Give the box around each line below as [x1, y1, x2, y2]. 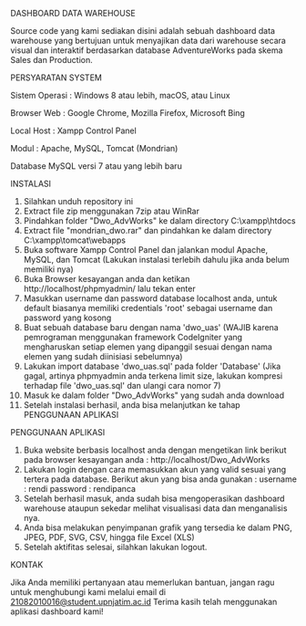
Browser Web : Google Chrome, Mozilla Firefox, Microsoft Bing [10, 108, 245, 118]
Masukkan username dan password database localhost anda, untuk [23, 293, 278, 304]
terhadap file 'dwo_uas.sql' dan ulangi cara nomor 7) [23, 381, 221, 391]
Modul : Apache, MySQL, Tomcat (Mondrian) [10, 143, 178, 153]
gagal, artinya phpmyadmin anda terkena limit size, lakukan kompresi [23, 370, 283, 381]
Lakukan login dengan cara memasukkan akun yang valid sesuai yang [23, 464, 287, 475]
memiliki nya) [23, 264, 74, 275]
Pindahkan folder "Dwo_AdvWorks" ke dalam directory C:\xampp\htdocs [23, 215, 296, 226]
